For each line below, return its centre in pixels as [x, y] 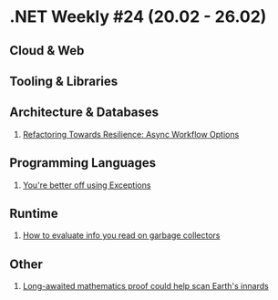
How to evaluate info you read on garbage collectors [121, 235]
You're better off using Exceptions [87, 185]
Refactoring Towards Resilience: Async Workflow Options [131, 134]
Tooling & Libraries [64, 81]
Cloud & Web [47, 51]
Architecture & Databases [84, 113]
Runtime [34, 213]
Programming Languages [83, 163]
